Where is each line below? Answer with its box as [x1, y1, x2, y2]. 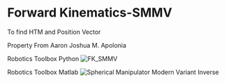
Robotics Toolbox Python [7, 54, 80, 63]
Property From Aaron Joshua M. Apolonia [7, 41, 127, 49]
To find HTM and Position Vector [7, 28, 101, 36]
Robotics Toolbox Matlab [7, 68, 79, 76]
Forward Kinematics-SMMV [7, 5, 172, 21]
